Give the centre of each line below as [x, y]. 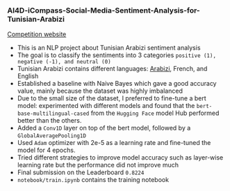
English [28, 76]
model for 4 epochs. [46, 150]
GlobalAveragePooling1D [52, 136]
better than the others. [49, 121]
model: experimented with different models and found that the [106, 106]
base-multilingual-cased [53, 114]
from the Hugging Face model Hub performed [155, 113]
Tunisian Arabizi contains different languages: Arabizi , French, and [112, 69]
